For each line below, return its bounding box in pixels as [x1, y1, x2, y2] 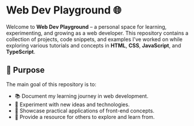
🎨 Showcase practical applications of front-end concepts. [14, 107, 155, 114]
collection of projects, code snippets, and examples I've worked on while [6, 36, 183, 43]
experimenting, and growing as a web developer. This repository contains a [6, 29, 189, 36]
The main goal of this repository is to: [6, 80, 97, 88]
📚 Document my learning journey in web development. [14, 92, 149, 100]
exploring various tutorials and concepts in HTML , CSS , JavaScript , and [6, 42, 181, 49]
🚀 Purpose [6, 65, 45, 75]
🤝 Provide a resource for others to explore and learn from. [14, 113, 155, 120]
